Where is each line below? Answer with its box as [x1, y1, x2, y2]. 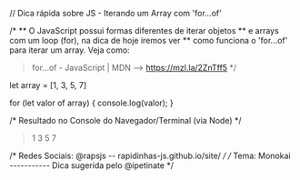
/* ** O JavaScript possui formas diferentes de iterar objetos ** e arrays [9, 25, 279, 35]
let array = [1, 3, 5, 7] [9, 80, 87, 90]
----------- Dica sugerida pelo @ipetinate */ [9, 160, 175, 171]
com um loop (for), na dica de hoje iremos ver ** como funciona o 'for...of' [9, 35, 288, 45]
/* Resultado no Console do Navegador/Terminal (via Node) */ [9, 115, 243, 125]
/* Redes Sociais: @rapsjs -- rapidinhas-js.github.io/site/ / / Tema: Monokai [9, 150, 291, 161]
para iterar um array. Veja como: [9, 45, 130, 55]
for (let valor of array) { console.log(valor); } [9, 97, 175, 108]
